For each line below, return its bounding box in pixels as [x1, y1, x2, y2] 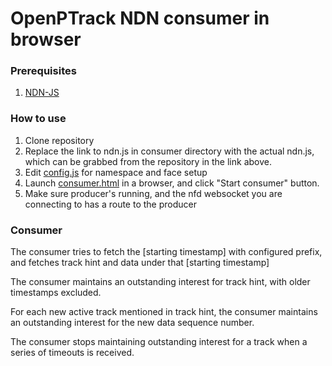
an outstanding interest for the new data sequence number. [10, 317, 255, 329]
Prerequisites [10, 64, 77, 78]
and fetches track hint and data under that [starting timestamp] [10, 257, 270, 269]
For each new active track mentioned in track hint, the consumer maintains [10, 306, 318, 318]
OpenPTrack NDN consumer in [10, 7, 270, 30]
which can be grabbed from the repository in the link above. [24, 155, 272, 167]
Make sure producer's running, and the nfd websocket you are [24, 187, 283, 199]
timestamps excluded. [10, 287, 102, 299]
